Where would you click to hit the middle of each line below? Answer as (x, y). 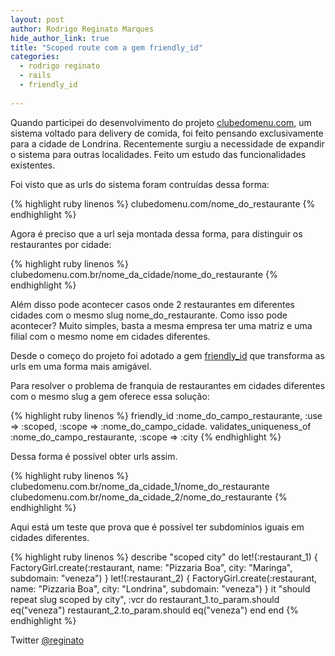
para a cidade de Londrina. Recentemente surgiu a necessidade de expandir (167, 143)
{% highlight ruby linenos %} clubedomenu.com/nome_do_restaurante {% (163, 203)
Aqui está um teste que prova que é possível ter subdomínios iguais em (157, 527)
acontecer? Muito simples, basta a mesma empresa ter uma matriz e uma (161, 325)
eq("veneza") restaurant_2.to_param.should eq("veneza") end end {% (154, 610)
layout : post (37, 19)
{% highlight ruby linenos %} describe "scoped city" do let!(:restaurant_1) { (164, 557)
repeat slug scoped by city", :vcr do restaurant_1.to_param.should (145, 599)
